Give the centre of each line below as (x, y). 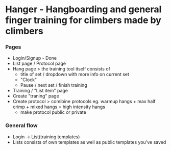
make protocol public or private (53, 112)
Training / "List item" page (40, 91)
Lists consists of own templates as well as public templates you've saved (89, 142)
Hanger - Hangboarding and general (83, 9)
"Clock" (29, 80)
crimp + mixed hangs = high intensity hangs (59, 107)
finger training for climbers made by (83, 20)
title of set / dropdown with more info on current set (75, 74)
